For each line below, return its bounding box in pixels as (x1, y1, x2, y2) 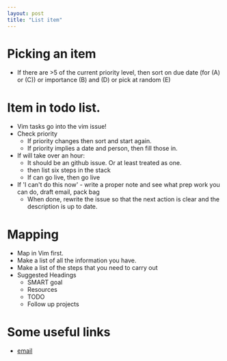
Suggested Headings (16, 271, 77, 279)
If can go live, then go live (27, 173, 101, 182)
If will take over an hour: (16, 151, 85, 160)
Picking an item (7, 46, 96, 62)
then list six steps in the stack (27, 166, 111, 175)
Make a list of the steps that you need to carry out (16, 264, 158, 272)
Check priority (16, 129, 58, 138)
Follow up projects (27, 300, 80, 308)
